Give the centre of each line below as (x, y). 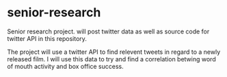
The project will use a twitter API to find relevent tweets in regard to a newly (114, 52)
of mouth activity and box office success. (66, 66)
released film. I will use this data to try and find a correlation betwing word (112, 59)
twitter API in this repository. (47, 38)
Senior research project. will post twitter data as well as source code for (108, 31)
